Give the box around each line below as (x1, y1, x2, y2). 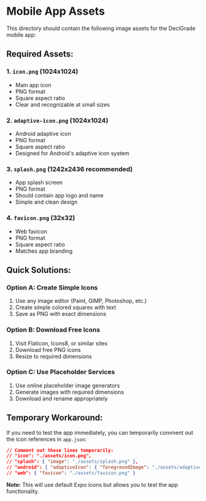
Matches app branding (15, 247, 73, 254)
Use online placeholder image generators (15, 381, 120, 389)
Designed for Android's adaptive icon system (15, 149, 130, 157)
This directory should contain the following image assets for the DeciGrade (6, 25, 196, 32)
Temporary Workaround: (6, 413, 103, 423)
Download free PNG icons (15, 346, 81, 353)
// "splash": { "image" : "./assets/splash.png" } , (6, 459, 139, 465)
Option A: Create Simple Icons (6, 283, 98, 292)
